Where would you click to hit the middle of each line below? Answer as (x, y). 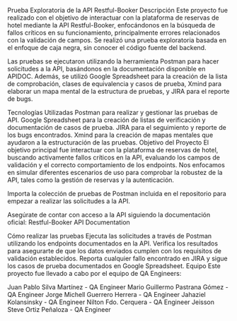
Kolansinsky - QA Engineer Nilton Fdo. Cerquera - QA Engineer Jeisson (111, 302)
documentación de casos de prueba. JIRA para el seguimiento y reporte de (117, 127)
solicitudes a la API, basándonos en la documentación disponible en (106, 69)
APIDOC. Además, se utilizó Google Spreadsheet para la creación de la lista (117, 76)
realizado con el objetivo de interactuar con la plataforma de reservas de (113, 18)
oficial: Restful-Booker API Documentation (69, 222)
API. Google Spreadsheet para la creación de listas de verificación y (106, 120)
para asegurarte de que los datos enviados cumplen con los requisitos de (114, 251)
